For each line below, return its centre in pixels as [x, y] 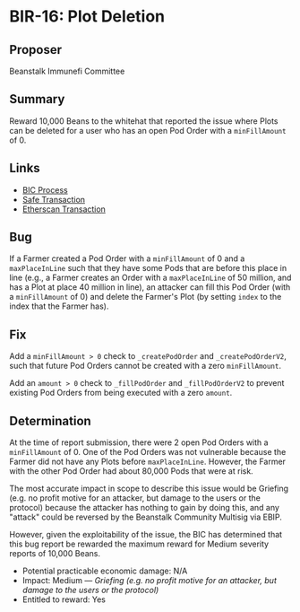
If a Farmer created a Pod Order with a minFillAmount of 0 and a [127, 258]
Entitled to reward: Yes [64, 599]
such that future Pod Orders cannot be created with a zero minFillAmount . [146, 366]
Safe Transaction [54, 199]
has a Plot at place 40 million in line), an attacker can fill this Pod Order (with [150, 287]
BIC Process [45, 189]
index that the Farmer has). [59, 306]
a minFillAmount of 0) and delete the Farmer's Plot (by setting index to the [146, 297]
